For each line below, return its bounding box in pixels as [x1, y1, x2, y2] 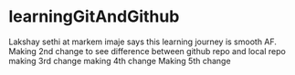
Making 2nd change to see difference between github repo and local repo [8, 45, 287, 56]
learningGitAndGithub [8, 6, 180, 27]
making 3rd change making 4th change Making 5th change [8, 55, 231, 66]
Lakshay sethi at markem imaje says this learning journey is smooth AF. [8, 36, 278, 47]
